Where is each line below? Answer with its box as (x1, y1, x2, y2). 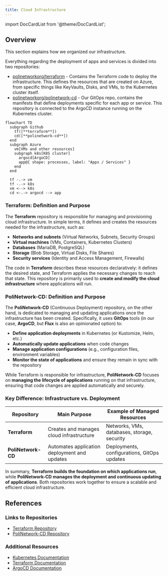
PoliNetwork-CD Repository (12, 531, 70, 537)
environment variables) (12, 351, 60, 358)
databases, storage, (105, 429, 152, 436)
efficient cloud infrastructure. (5, 484, 65, 490)
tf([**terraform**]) (14, 129, 57, 134)
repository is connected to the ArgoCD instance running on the (12, 106, 142, 112)
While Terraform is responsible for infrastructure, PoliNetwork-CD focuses (5, 372, 159, 378)
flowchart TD (5, 121, 32, 126)
